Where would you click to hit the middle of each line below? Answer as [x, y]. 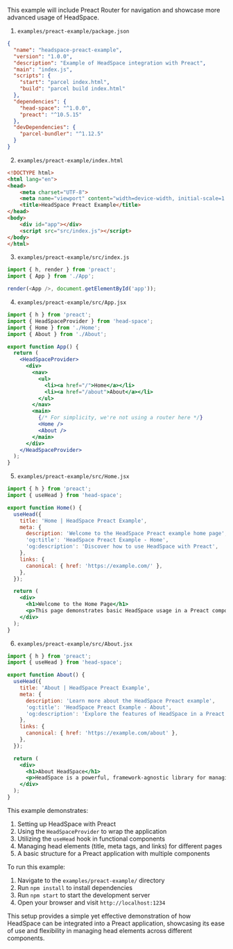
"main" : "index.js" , [43, 69]
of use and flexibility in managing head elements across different [100, 930]
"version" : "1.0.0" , [43, 56]
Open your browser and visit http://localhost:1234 [91, 902]
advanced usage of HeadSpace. [53, 17]
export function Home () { [44, 507]
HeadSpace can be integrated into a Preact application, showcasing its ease [116, 923]
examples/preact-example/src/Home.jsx [73, 477]
